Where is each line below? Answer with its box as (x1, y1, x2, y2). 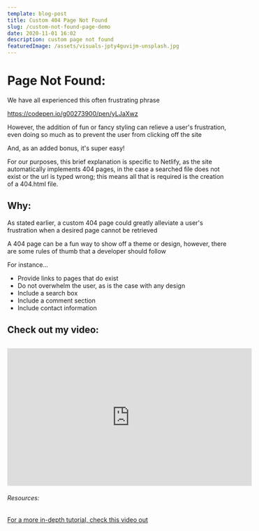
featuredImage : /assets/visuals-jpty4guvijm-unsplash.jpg (7, 43, 179, 50)
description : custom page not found (7, 36, 114, 43)
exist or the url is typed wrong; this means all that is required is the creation (7, 172, 224, 180)
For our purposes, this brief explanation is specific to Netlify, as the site (7, 157, 213, 166)
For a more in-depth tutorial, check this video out (7, 515, 149, 524)
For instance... (7, 260, 49, 269)
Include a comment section (17, 296, 96, 305)
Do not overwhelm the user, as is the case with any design (17, 281, 186, 290)
